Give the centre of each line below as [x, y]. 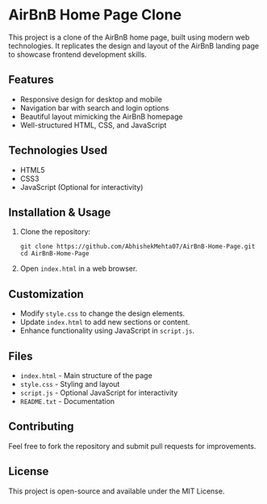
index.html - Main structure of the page [86, 376]
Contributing [41, 427]
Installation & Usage [60, 212]
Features [31, 80]
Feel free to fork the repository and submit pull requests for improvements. [132, 446]
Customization [46, 294]
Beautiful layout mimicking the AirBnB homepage [101, 116]
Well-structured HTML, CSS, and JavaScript [93, 125]
